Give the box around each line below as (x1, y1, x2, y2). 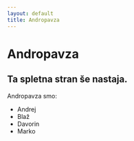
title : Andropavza (7, 17, 60, 23)
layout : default (7, 10, 54, 17)
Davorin (16, 120, 40, 128)
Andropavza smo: (7, 91, 57, 100)
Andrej (16, 105, 36, 113)
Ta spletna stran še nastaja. (7, 74, 128, 85)
